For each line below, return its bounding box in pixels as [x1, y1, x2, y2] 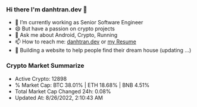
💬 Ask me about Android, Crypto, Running [14, 32, 118, 39]
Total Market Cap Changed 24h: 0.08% [14, 87, 111, 95]
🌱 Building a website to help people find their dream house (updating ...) [14, 47, 192, 54]
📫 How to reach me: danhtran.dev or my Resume [14, 38, 137, 45]
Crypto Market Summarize [6, 62, 85, 70]
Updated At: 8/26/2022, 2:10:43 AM [14, 94, 103, 101]
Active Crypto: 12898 [14, 75, 67, 82]
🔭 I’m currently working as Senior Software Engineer [14, 19, 143, 26]
